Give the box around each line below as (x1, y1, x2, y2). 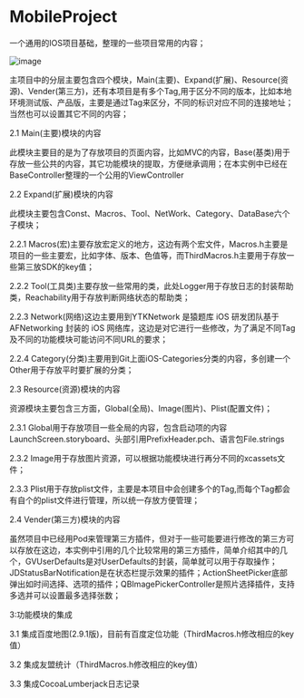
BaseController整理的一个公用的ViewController (9, 170, 184, 180)
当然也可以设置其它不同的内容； (9, 108, 129, 119)
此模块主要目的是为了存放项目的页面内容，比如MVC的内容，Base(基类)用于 (9, 147, 290, 158)
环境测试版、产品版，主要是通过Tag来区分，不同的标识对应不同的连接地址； (9, 97, 294, 108)
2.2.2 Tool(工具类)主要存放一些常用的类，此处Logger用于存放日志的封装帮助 (9, 280, 294, 291)
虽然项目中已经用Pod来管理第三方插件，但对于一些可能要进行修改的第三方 (9, 533, 287, 544)
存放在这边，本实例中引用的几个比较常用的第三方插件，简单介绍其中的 (16, 544, 279, 555)
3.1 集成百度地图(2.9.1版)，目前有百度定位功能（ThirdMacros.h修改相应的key (9, 628, 295, 639)
